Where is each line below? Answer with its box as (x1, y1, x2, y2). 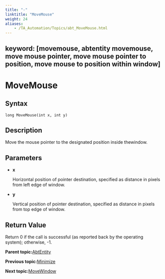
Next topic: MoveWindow (5, 268, 57, 274)
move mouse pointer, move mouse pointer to (5, 52, 147, 60)
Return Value (5, 221, 46, 229)
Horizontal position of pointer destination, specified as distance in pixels (12, 177, 161, 183)
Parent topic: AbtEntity (5, 249, 51, 255)
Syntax (5, 99, 28, 108)
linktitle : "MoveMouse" (5, 12, 55, 17)
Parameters (5, 154, 42, 162)
